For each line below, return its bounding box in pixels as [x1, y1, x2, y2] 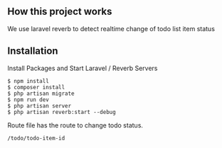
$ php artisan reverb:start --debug [7, 108, 116, 115]
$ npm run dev [7, 96, 50, 103]
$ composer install [7, 84, 65, 91]
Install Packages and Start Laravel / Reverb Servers [7, 64, 158, 72]
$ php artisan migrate [7, 90, 75, 97]
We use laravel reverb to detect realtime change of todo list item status [7, 24, 216, 33]
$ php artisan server [7, 102, 72, 109]
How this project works [7, 6, 112, 18]
